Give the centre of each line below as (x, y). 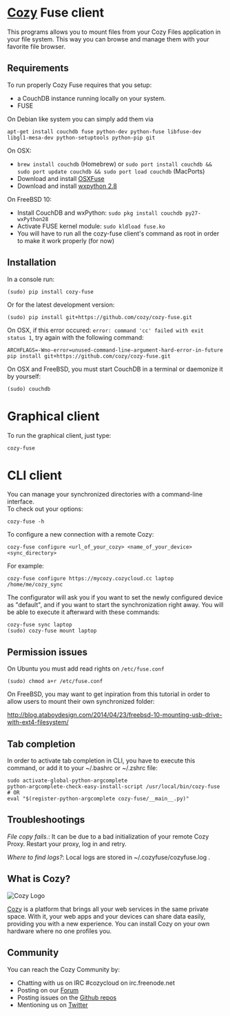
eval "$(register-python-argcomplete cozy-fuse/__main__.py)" (98, 799)
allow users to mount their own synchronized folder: (81, 702)
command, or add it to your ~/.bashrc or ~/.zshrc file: (83, 768)
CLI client (35, 475)
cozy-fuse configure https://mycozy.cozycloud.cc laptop (91, 579)
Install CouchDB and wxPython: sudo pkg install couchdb (100, 213)
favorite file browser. (36, 46)
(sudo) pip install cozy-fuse (51, 291)
